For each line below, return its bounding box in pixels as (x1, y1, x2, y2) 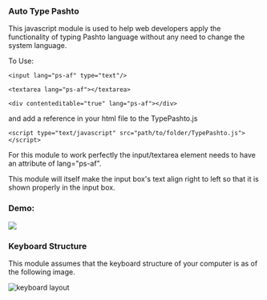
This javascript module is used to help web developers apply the (8, 24, 221, 34)
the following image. (8, 266, 75, 277)
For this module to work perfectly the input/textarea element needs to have (8, 150, 257, 160)
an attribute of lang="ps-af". (8, 158, 102, 169)
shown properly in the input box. (8, 182, 115, 193)
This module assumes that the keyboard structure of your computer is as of (8, 258, 258, 268)
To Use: (8, 56, 34, 66)
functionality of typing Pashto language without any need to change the (8, 32, 245, 42)
